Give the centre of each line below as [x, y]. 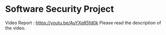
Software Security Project [60, 9]
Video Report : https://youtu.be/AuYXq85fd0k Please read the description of [83, 23]
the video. [15, 28]
